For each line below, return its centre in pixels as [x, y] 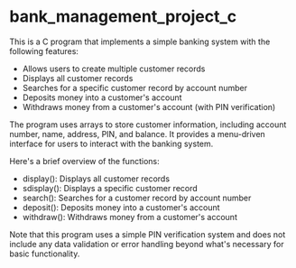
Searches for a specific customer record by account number [135, 88]
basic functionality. [45, 254]
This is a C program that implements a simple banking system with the [140, 42]
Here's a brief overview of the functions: [84, 161]
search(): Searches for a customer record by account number [137, 198]
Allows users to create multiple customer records [114, 69]
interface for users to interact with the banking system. [111, 143]
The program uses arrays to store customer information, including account [148, 125]
